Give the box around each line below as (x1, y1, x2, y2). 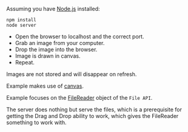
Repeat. (15, 59, 35, 66)
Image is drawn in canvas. (15, 52, 81, 60)
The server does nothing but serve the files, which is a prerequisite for (6, 106, 182, 113)
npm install (6, 17, 36, 23)
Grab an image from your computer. (15, 40, 105, 46)
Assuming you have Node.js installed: (6, 5, 100, 12)
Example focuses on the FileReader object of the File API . (6, 94, 153, 101)
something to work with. (6, 119, 67, 126)
